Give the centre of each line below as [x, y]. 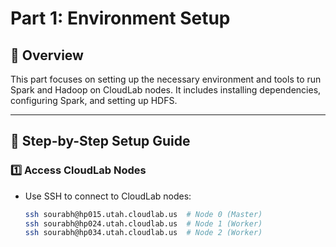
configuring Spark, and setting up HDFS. [94, 100]
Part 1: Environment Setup [120, 18]
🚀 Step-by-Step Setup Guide [100, 141]
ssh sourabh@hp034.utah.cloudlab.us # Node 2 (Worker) [143, 233]
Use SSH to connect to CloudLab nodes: [108, 196]
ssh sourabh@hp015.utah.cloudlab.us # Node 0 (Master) [143, 214]
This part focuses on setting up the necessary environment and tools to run [166, 79]
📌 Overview [47, 55]
